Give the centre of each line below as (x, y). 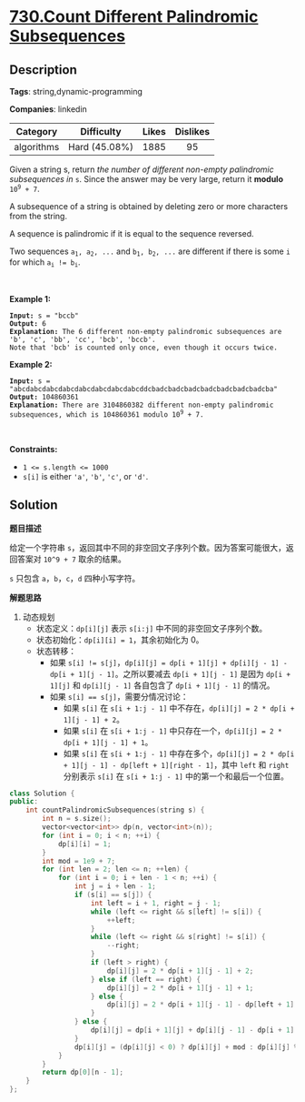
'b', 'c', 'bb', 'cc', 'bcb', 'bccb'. (83, 339)
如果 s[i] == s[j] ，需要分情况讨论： (119, 696)
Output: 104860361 (44, 397)
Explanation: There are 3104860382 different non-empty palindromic (142, 405)
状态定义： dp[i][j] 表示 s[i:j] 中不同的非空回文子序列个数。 (152, 628)
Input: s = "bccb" (44, 316)
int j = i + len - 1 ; (115, 886)
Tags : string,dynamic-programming (76, 91)
